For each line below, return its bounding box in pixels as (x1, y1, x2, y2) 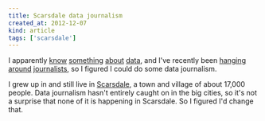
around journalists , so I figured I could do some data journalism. (8, 64, 217, 74)
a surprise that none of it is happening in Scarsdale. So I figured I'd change (8, 96, 254, 106)
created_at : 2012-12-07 (8, 19, 88, 27)
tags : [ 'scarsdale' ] (8, 33, 77, 42)
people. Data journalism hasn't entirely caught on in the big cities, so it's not (8, 88, 257, 98)
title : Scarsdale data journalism (8, 11, 123, 20)
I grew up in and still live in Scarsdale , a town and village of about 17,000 (8, 80, 245, 89)
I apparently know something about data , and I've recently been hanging (8, 56, 247, 65)
